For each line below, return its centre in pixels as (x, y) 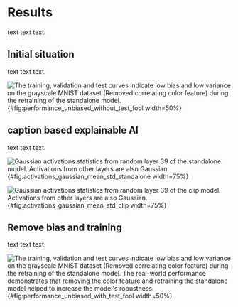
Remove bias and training (65, 227)
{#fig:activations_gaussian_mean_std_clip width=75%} (87, 205)
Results (30, 12)
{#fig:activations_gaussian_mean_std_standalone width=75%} (98, 176)
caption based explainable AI (73, 130)
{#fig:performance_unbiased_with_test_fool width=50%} (90, 296)
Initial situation (41, 54)
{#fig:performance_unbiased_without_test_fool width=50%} (95, 108)
